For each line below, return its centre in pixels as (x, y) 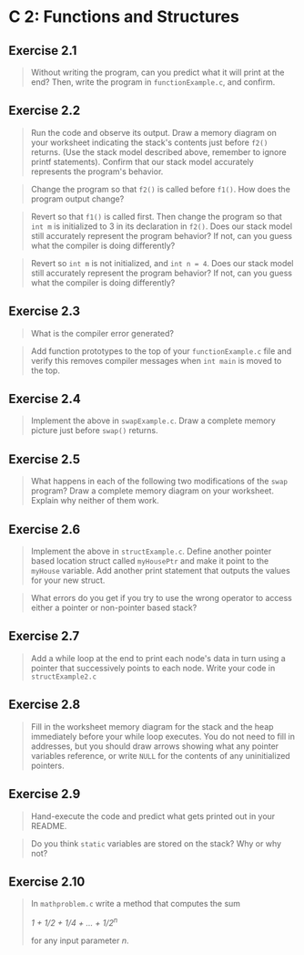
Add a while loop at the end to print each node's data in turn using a (158, 658)
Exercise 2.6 (45, 529)
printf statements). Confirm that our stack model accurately (142, 161)
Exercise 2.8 (45, 705)
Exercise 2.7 (44, 636)
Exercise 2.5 (45, 459)
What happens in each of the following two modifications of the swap (159, 482)
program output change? (77, 199)
